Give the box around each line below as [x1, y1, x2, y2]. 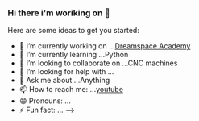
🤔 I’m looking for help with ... [19, 67, 114, 77]
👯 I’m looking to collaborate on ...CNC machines [19, 58, 178, 68]
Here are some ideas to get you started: [7, 26, 140, 35]
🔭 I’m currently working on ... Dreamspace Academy [19, 41, 191, 51]
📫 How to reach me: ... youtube [19, 85, 124, 94]
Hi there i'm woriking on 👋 [7, 7, 110, 19]
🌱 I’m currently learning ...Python [19, 50, 129, 60]
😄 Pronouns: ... [19, 96, 72, 106]
